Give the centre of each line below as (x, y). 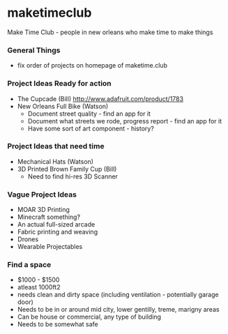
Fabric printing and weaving (58, 232)
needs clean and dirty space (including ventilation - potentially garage (118, 295)
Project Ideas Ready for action (59, 84)
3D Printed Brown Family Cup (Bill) (67, 169)
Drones (28, 239)
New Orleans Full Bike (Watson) (63, 106)
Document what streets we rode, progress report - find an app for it (125, 121)
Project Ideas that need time (56, 146)
